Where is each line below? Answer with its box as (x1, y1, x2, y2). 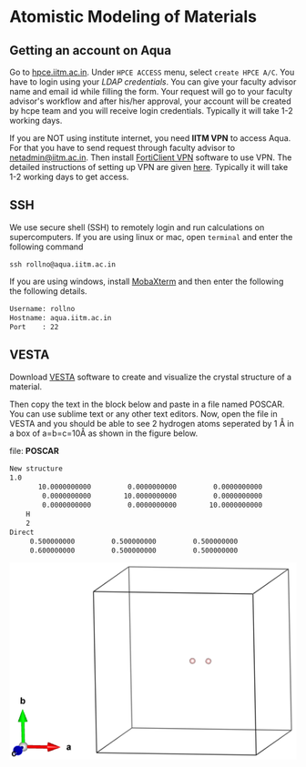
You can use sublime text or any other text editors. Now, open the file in (9, 408, 278, 419)
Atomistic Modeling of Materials (9, 6, 258, 27)
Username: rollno (9, 304, 76, 313)
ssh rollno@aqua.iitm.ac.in (9, 259, 117, 269)
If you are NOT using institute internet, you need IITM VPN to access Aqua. (9, 133, 291, 143)
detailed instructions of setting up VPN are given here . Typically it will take (9, 162, 289, 172)
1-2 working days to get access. (9, 171, 129, 182)
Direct (9, 528, 35, 537)
